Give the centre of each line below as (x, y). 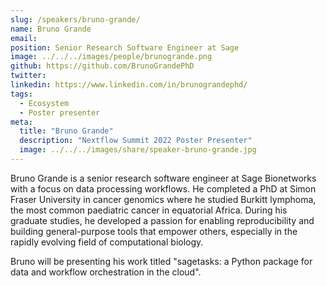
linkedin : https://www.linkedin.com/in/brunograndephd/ (129, 85)
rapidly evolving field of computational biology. (107, 242)
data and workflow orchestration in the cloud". (106, 272)
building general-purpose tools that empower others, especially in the (154, 231)
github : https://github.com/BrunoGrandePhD (102, 66)
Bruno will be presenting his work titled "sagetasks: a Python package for (161, 261)
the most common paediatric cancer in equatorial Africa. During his (149, 210)
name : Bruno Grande (51, 29)
